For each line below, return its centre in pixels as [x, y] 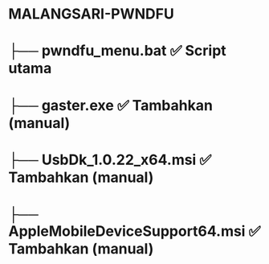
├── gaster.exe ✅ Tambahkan [110, 105]
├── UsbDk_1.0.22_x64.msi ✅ [110, 160]
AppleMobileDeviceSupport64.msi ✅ [134, 231]
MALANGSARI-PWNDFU [91, 14]
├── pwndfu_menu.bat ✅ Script [117, 51]
